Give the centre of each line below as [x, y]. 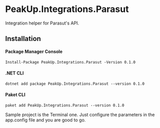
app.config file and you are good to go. [46, 120]
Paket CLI [15, 95]
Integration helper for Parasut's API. [42, 23]
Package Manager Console [34, 51]
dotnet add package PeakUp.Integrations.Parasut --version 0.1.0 [75, 83]
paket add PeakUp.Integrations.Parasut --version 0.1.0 [65, 105]
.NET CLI [15, 73]
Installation [23, 39]
